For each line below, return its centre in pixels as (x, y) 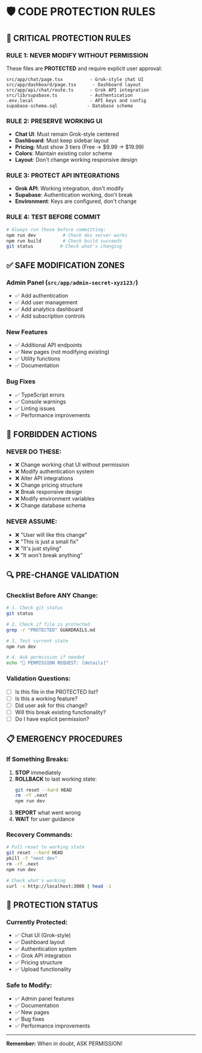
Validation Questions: (38, 679)
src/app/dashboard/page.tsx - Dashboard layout (74, 85)
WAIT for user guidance (45, 819)
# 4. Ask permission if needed (45, 658)
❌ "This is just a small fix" (47, 542)
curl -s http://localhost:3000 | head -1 (59, 886)
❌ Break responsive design (48, 492)
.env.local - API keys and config (76, 100)
